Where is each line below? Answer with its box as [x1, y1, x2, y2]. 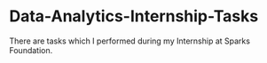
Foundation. [9, 44, 53, 55]
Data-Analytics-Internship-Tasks [9, 6, 259, 27]
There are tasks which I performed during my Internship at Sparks [9, 35, 251, 46]
